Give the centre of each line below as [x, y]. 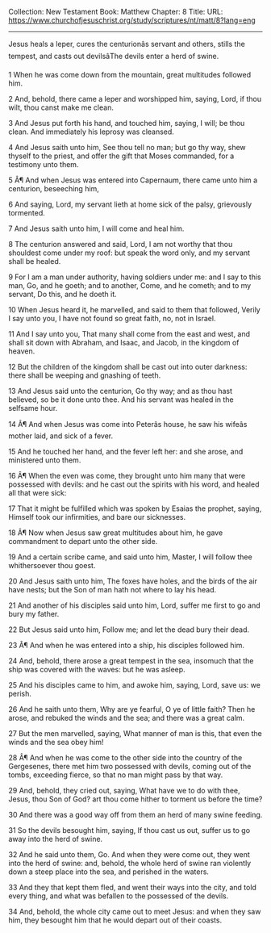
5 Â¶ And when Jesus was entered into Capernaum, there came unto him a [133, 180]
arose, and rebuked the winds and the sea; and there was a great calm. [127, 718]
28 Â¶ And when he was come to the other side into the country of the [125, 757]
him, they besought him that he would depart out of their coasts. [115, 920]
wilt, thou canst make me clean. [61, 107]
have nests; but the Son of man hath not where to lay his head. [113, 590]
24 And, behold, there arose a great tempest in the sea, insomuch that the [131, 661]
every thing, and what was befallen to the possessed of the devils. [119, 896]
